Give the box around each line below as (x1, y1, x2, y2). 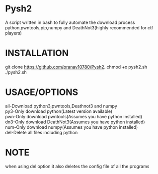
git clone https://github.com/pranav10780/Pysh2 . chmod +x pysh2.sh (5, 64, 148, 70)
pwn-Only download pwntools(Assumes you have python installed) (5, 113, 143, 119)
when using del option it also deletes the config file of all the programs (5, 163, 150, 169)
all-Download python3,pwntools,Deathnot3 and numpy (5, 103, 118, 109)
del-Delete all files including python (5, 129, 78, 135)
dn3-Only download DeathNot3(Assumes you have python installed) (5, 119, 145, 125)
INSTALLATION (5, 48, 69, 59)
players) (5, 30, 22, 36)
